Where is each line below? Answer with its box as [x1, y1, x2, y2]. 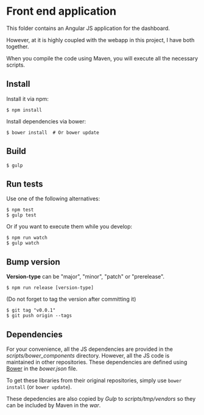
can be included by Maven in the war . [6, 402, 101, 409]
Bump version [6, 257, 61, 267]
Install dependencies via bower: [6, 117, 86, 125]
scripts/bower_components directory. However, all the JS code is [6, 352, 170, 359]
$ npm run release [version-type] [6, 285, 94, 291]
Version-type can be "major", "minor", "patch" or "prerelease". [6, 273, 165, 281]
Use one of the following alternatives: [6, 195, 100, 202]
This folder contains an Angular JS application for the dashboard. [6, 24, 171, 32]
